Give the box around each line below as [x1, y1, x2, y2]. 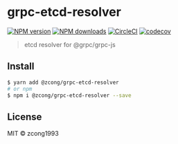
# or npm [7, 85, 33, 92]
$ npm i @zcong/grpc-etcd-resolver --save [7, 91, 132, 99]
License [7, 111, 42, 123]
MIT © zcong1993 [7, 129, 59, 138]
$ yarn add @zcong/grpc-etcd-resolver [7, 79, 119, 86]
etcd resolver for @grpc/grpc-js [24, 40, 116, 48]
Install [7, 60, 35, 73]
